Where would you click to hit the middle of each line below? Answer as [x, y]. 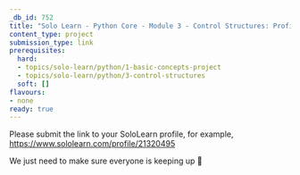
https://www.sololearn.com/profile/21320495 [92, 144]
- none [21, 100]
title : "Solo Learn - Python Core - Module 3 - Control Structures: [139, 26]
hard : [28, 59]
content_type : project [51, 34]
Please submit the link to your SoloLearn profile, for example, [121, 134]
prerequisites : [37, 51]
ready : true [31, 109]
